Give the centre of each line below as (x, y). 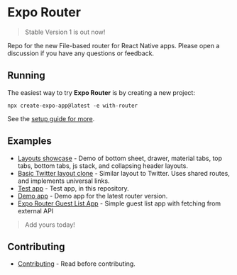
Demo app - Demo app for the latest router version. (93, 196)
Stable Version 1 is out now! (65, 32)
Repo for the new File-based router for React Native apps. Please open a (114, 45)
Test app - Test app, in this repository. (73, 188)
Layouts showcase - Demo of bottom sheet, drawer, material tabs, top (120, 158)
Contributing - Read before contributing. (77, 264)
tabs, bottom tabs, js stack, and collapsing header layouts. (103, 165)
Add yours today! (50, 225)
